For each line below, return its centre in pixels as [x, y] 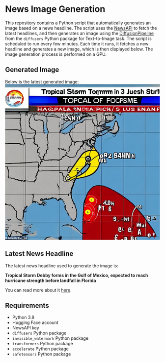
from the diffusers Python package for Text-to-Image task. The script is [79, 39]
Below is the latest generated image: [42, 81]
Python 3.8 [23, 318]
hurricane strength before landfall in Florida [51, 281]
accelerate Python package [40, 349]
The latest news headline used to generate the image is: [62, 266]
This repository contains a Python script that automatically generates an [78, 23]
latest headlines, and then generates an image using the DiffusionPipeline [79, 33]
